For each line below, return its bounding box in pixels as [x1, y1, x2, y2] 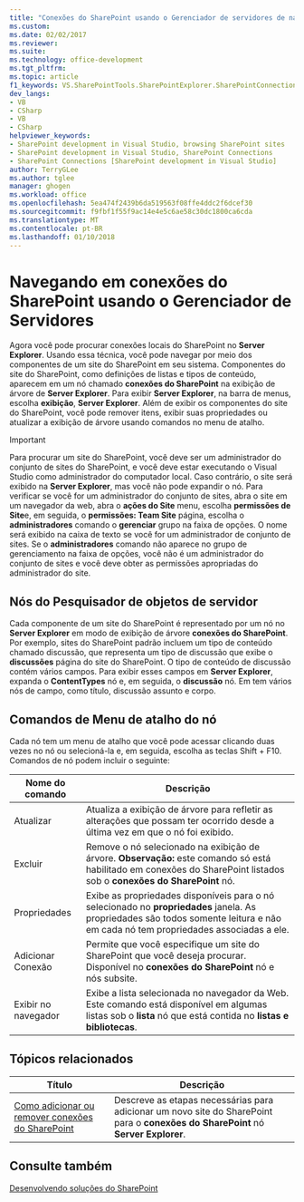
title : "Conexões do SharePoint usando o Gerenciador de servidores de [9, 13, 285, 23]
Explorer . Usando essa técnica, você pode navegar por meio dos [9, 350, 252, 361]
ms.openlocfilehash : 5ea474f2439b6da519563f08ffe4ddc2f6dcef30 [9, 199, 253, 208]
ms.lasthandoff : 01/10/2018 [9, 232, 116, 241]
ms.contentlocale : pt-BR [9, 224, 103, 233]
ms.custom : [9, 22, 51, 31]
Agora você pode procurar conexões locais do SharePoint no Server [9, 340, 265, 351]
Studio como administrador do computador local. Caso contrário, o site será [9, 471, 293, 482]
